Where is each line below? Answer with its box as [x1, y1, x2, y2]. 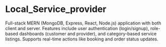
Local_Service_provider [5, 3, 107, 15]
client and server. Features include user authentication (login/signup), [5, 25, 149, 31]
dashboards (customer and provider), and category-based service [19, 30, 157, 36]
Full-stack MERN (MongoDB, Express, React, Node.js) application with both [5, 20, 161, 26]
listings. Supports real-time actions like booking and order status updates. [5, 36, 158, 42]
